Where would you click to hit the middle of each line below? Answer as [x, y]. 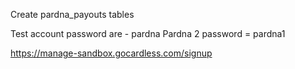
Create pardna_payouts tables [72, 14]
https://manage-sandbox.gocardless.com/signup [111, 53]
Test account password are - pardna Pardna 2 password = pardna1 [148, 33]
